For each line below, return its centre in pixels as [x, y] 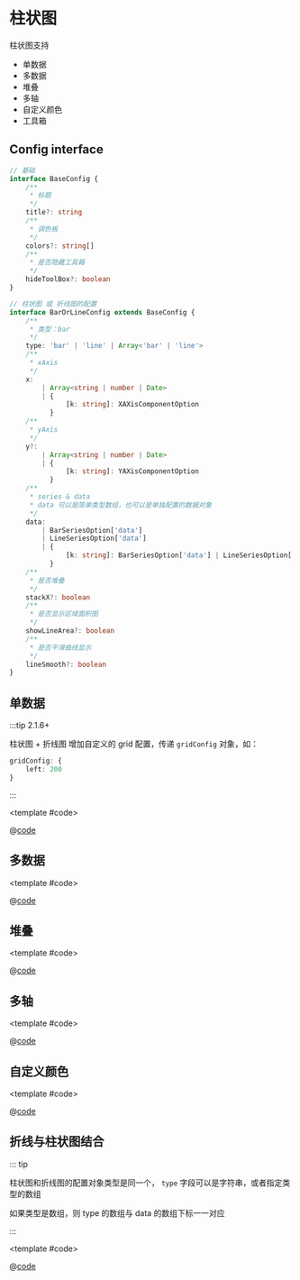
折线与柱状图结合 [57, 1142]
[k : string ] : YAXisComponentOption [133, 471]
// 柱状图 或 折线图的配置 [53, 304]
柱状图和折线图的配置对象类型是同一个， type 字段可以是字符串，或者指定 [146, 1183]
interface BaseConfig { [54, 178]
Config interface [56, 150]
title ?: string [54, 213]
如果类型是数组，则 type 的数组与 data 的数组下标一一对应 [117, 1212]
